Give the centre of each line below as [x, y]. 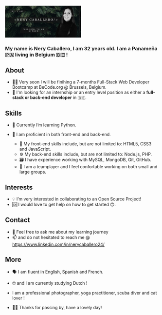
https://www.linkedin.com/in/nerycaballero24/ [58, 244]
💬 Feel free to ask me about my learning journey [60, 232]
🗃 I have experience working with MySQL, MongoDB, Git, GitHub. [85, 160]
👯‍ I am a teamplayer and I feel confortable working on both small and [88, 167]
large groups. [33, 172]
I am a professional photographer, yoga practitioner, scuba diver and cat [84, 293]
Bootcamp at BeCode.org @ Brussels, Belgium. [59, 87]
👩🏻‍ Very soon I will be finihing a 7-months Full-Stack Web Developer [81, 82]
